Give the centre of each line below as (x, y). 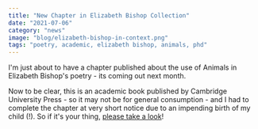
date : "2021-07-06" (40, 23)
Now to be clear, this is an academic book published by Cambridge (118, 91)
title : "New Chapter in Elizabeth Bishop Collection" (99, 15)
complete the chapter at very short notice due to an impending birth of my (129, 108)
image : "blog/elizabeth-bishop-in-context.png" (89, 38)
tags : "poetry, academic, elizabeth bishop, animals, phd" (108, 45)
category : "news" (37, 30)
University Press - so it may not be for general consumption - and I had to (129, 100)
